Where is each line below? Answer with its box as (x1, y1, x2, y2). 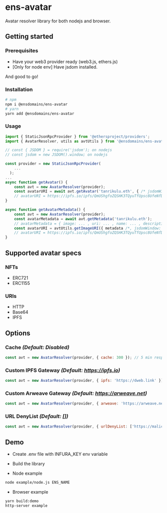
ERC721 (12, 275, 28, 281)
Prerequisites (5, 47, 38, 54)
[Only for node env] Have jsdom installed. (12, 64, 98, 70)
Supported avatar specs (5, 249, 82, 257)
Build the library (12, 461, 45, 467)
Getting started (5, 32, 54, 41)
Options (5, 329, 31, 337)
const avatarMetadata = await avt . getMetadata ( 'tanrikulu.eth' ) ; (14, 216, 153, 221)
